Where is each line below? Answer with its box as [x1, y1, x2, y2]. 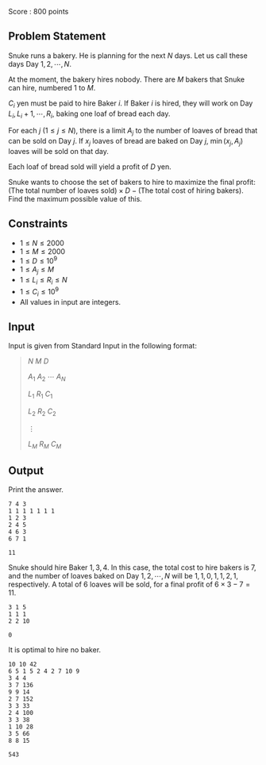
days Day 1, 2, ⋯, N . [8, 59, 71, 68]
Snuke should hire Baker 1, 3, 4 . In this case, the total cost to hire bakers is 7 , [8, 563, 256, 572]
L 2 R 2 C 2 [27, 406, 57, 417]
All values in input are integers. [19, 297, 121, 306]
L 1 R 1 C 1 [27, 389, 53, 400]
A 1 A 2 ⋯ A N [27, 372, 66, 383]
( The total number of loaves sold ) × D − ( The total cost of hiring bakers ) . [8, 186, 244, 195]
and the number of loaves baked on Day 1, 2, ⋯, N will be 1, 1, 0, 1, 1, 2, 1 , [8, 571, 239, 581]
